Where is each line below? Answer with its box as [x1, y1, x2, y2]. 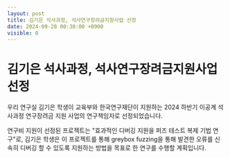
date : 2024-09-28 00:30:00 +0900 [7, 23, 104, 30]
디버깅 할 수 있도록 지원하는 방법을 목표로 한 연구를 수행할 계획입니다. [19, 143, 206, 152]
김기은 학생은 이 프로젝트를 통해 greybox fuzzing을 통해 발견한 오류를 [24, 135, 213, 143]
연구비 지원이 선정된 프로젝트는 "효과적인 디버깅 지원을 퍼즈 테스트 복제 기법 [7, 126, 211, 135]
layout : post [7, 10, 45, 17]
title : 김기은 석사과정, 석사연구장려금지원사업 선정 [7, 17, 136, 24]
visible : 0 [7, 29, 39, 37]
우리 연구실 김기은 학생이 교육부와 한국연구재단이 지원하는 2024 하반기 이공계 [7, 103, 217, 112]
